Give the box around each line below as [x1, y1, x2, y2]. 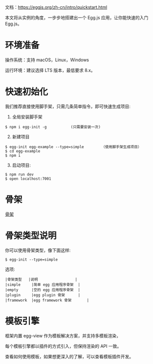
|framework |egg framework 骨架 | [5, 298, 89, 303]
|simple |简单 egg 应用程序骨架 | [5, 282, 81, 287]
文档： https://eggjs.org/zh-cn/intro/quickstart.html [5, 4, 108, 10]
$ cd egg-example [5, 148, 41, 153]
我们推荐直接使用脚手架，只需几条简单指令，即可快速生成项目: [5, 103, 131, 109]
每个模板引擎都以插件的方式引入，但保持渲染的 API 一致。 [5, 343, 122, 349]
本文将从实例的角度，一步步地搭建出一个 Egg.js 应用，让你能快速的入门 [5, 15, 149, 21]
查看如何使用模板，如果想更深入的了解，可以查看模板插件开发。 [5, 353, 133, 359]
